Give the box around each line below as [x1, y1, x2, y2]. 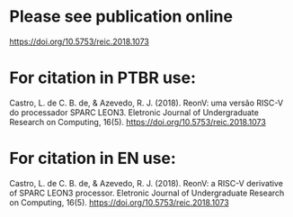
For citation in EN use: [9, 149, 177, 168]
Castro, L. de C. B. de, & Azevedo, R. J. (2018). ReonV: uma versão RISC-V [9, 97, 284, 108]
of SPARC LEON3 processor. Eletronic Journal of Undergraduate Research [9, 187, 285, 198]
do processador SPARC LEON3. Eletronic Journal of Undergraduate [9, 106, 259, 118]
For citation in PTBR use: [9, 68, 196, 88]
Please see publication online [9, 6, 234, 27]
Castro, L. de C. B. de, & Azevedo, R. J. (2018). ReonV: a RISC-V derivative [9, 177, 283, 188]
